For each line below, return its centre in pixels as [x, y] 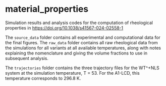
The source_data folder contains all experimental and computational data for [83, 37]
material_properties [47, 9]
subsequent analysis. [27, 58]
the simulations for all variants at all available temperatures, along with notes [83, 48]
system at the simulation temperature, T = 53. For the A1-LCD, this [72, 73]
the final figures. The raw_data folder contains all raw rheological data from [82, 42]
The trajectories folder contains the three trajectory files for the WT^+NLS [82, 68]
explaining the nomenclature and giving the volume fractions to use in [76, 53]
